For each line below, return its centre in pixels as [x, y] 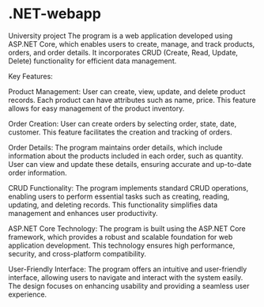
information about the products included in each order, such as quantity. [126, 156]
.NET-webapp [55, 14]
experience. [28, 294]
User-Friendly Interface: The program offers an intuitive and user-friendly [128, 269]
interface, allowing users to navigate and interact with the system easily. [126, 277]
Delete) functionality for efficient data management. [92, 61]
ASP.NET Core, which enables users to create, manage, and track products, [132, 44]
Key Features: [30, 76]
